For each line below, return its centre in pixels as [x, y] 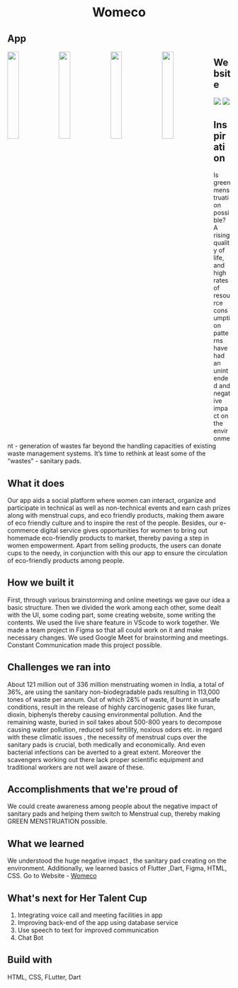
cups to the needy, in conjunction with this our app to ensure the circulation [118, 553]
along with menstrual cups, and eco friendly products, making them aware [116, 516]
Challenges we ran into [59, 668]
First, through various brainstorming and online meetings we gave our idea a [119, 600]
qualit [222, 243]
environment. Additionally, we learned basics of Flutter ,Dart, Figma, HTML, [117, 868]
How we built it [41, 583]
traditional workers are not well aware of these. [76, 767]
